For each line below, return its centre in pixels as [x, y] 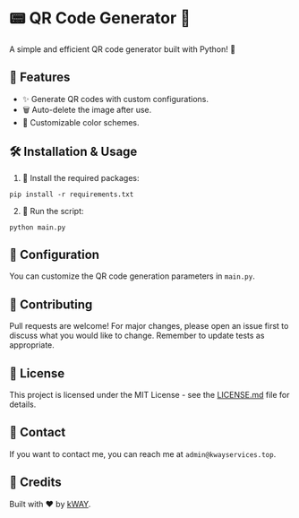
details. [23, 404]
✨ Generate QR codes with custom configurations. [115, 99]
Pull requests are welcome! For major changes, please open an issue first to [149, 326]
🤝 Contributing [51, 304]
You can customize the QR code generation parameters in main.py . [132, 276]
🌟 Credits [36, 483]
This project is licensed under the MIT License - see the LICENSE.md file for [149, 395]
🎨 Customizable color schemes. [81, 122]
